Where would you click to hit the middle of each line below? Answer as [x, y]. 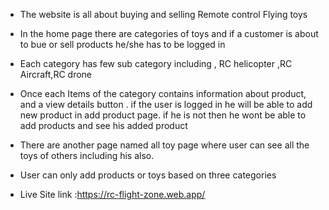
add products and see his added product [103, 125]
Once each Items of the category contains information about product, [163, 93]
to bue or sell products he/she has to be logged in [122, 44]
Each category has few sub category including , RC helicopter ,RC [156, 63]
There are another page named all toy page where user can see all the [164, 145]
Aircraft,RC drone [56, 74]
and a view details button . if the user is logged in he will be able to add [166, 104]
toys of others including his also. [87, 155]
